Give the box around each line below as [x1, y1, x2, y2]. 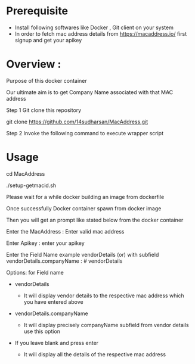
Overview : [6, 58, 61, 71]
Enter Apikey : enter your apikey [6, 239, 85, 247]
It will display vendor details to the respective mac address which [23, 292, 185, 299]
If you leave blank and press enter [14, 339, 99, 346]
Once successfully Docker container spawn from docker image [6, 204, 162, 212]
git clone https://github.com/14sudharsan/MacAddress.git [6, 118, 148, 125]
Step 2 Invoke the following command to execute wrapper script [6, 129, 164, 136]
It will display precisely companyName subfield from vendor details [23, 321, 189, 328]
